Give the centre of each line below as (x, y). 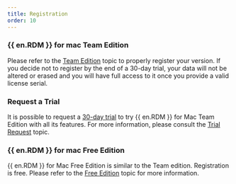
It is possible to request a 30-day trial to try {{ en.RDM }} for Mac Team (111, 117)
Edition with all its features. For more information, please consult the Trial (114, 125)
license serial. (28, 83)
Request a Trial (34, 101)
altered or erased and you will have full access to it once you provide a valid (118, 76)
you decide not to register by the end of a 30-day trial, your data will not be (117, 68)
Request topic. (28, 132)
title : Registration (38, 14)
